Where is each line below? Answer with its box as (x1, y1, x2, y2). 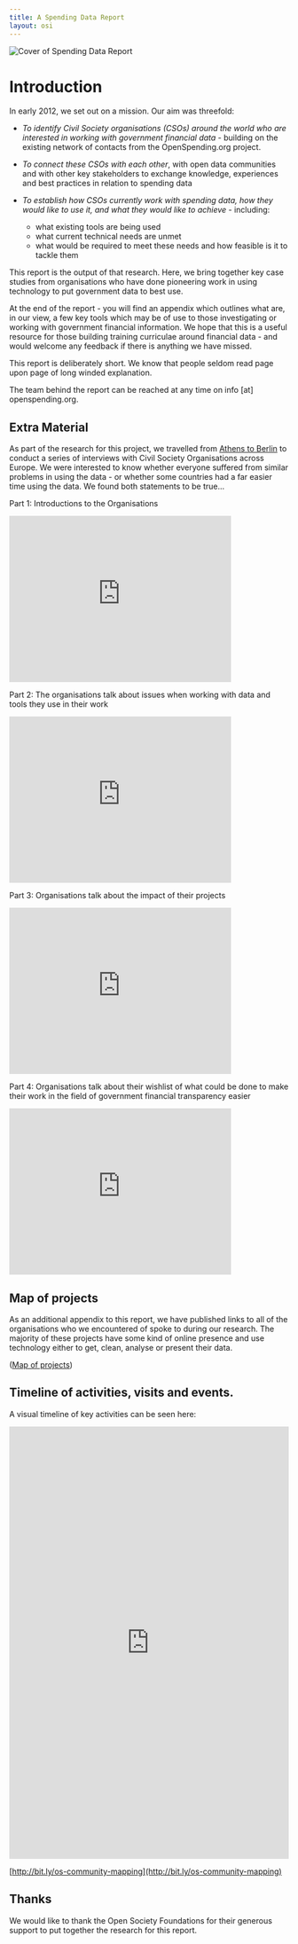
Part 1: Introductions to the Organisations (9, 498, 159, 509)
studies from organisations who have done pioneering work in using (9, 277, 258, 287)
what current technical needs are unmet (35, 231, 182, 242)
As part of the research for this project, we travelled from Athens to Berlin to (9, 443, 287, 454)
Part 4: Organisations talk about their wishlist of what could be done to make (9, 1081, 289, 1092)
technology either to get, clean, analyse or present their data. (9, 1343, 233, 1353)
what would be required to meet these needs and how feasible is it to (35, 240, 288, 251)
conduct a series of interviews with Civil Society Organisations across (9, 453, 264, 464)
